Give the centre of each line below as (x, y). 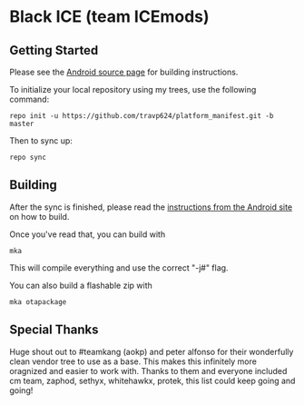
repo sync (28, 157)
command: (29, 99)
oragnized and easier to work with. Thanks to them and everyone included (148, 370)
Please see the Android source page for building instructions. (124, 72)
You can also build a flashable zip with (81, 285)
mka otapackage (38, 301)
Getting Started (54, 50)
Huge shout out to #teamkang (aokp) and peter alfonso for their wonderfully (152, 351)
